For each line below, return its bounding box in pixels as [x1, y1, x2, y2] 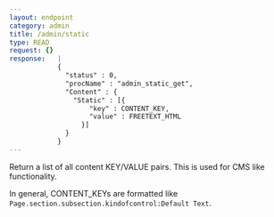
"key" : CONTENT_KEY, [88, 104, 170, 113]
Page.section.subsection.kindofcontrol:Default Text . [9, 197, 212, 208]
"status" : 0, [65, 71, 118, 80]
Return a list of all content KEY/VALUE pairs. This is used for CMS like [9, 161, 265, 172]
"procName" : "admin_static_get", [65, 79, 194, 88]
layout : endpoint [9, 12, 74, 22]
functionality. [9, 171, 58, 181]
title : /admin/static [9, 29, 90, 38]
